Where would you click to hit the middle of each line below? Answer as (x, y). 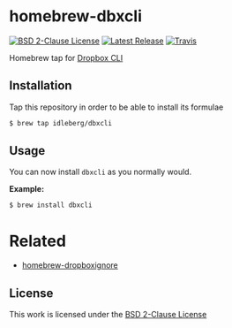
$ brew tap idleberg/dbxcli (61, 123)
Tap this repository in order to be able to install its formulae (116, 107)
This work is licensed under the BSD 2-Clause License (108, 315)
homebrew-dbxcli (76, 16)
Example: (27, 189)
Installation (41, 86)
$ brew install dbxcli (51, 205)
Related (37, 241)
